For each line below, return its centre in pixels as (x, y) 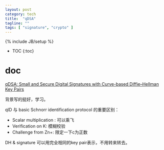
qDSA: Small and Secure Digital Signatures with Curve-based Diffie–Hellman (82, 84)
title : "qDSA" (21, 19)
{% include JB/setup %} (29, 41)
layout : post (18, 9)
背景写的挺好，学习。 (26, 99)
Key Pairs (15, 89)
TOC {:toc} (23, 51)
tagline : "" (17, 23)
